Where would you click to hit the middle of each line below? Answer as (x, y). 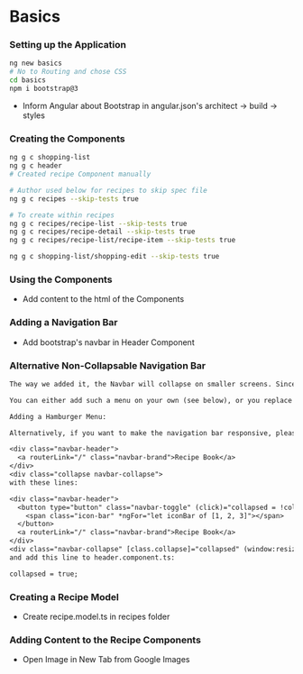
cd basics (28, 80)
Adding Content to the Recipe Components (105, 640)
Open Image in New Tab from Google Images (106, 660)
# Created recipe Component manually (80, 174)
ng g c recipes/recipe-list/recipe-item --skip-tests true (123, 241)
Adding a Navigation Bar (64, 323)
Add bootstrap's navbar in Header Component (109, 342)
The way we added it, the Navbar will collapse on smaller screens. (141, 384)
